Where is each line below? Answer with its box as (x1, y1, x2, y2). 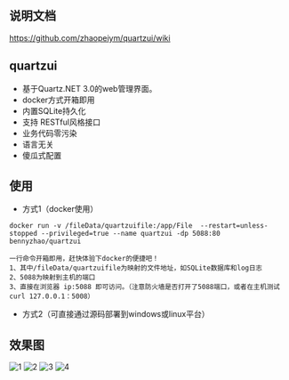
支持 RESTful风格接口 (21, 117, 100, 127)
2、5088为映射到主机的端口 (9, 273, 96, 282)
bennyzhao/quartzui (9, 237, 82, 247)
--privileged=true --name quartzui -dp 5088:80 (41, 230, 221, 239)
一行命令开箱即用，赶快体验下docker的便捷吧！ (9, 255, 159, 263)
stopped (9, 230, 38, 239)
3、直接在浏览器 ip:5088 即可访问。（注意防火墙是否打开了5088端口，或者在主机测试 (9, 283, 280, 292)
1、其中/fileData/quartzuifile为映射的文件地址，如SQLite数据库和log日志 (9, 263, 263, 273)
